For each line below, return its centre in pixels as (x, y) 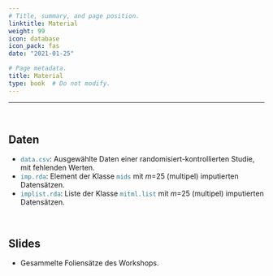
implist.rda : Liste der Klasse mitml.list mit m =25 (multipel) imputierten (142, 194)
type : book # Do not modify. (60, 83)
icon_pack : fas (34, 46)
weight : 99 (27, 31)
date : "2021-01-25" (41, 54)
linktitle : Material (43, 24)
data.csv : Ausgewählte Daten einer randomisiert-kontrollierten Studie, (137, 159)
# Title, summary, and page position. (74, 16)
